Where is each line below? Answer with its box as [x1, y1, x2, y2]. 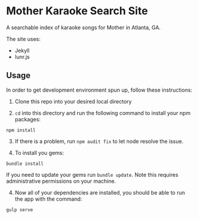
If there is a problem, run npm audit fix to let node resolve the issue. [14, 137, 184, 145]
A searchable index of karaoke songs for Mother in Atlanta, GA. [6, 24, 161, 31]
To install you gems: [14, 149, 64, 156]
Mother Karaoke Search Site [6, 4, 148, 18]
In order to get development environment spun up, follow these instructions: [6, 86, 193, 93]
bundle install [6, 161, 44, 167]
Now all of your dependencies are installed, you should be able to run [14, 189, 186, 196]
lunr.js [14, 53, 30, 60]
